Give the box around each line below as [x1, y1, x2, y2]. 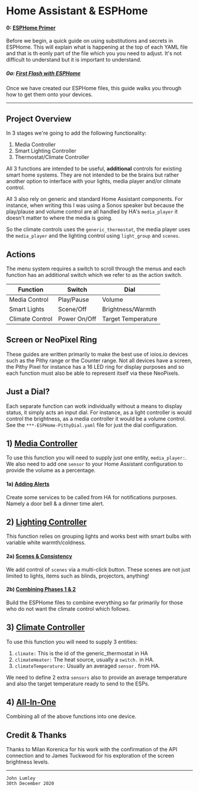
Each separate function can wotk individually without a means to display [6, 402, 182, 410]
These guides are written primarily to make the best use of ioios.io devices [6, 350, 188, 358]
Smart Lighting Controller [14, 147, 76, 155]
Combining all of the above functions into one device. [6, 713, 137, 720]
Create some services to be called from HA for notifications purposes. [6, 493, 178, 500]
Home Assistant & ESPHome [6, 4, 148, 18]
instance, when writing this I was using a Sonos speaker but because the [6, 202, 184, 209]
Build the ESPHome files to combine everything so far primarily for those [6, 599, 184, 606]
